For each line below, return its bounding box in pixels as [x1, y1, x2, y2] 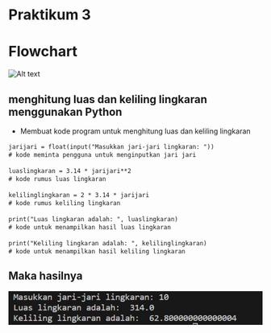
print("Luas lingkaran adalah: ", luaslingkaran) [8, 215, 179, 223]
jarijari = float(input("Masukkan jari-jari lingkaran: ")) [8, 142, 215, 150]
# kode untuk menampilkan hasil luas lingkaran [8, 223, 172, 231]
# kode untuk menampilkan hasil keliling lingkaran [8, 247, 186, 255]
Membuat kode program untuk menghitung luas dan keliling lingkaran [19, 126, 252, 136]
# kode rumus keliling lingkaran [8, 199, 121, 207]
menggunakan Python [8, 105, 123, 118]
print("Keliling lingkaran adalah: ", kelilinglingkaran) [8, 239, 207, 247]
